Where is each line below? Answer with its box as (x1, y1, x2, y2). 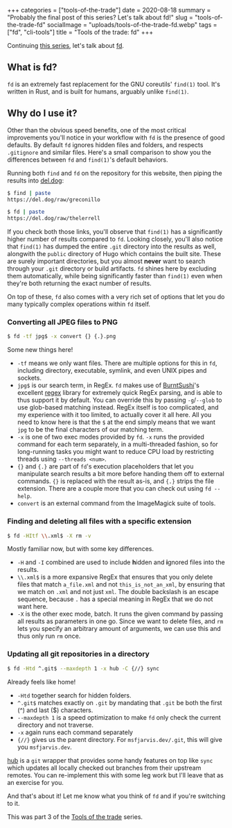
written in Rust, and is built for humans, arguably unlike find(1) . (7, 87, 189, 96)
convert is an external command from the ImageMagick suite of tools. (17, 499, 216, 507)
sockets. (17, 374, 42, 382)
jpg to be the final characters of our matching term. (17, 425, 164, 434)
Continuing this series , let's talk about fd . (7, 42, 125, 49)
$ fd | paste (7, 208, 45, 216)
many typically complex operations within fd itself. (7, 300, 151, 308)
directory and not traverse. (17, 720, 94, 729)
